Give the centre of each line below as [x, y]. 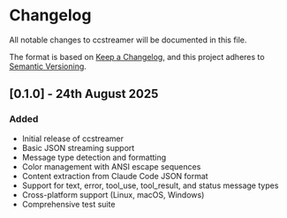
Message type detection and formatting [94, 157]
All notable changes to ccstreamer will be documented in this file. [128, 40]
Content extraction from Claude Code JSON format [115, 176]
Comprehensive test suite [68, 204]
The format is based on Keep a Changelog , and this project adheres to [137, 56]
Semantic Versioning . [48, 66]
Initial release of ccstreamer [72, 139]
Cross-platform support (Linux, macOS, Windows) [113, 194]
